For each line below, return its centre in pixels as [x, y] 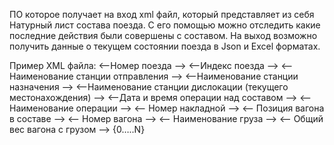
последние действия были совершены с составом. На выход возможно [163, 35]
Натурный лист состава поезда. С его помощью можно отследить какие [165, 25]
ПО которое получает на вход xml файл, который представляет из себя [162, 14]
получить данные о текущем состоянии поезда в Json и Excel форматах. [165, 46]
